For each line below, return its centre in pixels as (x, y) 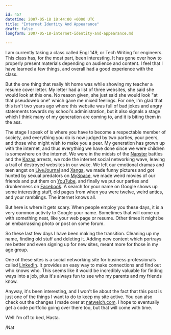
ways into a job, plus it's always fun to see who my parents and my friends (84, 276)
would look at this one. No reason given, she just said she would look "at (82, 95)
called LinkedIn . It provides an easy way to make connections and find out (83, 265)
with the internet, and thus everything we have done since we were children (85, 148)
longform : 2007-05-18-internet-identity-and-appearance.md (69, 34)
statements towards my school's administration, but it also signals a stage (83, 111)
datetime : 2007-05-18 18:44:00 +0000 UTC (50, 19)
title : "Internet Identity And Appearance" (52, 24)
